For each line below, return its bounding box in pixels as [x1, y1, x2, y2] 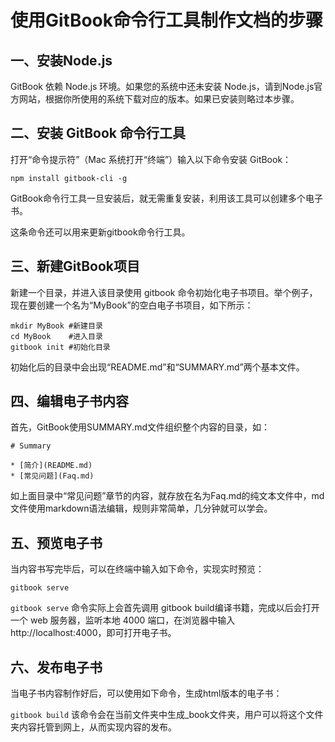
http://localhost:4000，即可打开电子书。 [10, 627, 177, 639]
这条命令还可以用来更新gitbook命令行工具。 [10, 226, 191, 238]
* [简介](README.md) [10, 461, 93, 471]
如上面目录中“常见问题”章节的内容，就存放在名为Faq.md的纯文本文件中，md [10, 490, 325, 502]
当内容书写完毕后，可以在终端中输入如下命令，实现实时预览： [10, 563, 265, 575]
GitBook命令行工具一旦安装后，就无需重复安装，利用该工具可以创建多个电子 [10, 192, 324, 204]
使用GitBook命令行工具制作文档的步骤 [10, 9, 324, 32]
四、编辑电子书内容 [10, 393, 129, 410]
